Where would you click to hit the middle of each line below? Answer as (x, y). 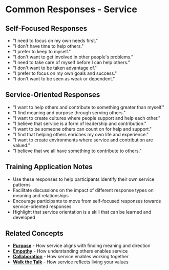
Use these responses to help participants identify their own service (83, 179)
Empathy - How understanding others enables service (70, 251)
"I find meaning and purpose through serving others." (69, 112)
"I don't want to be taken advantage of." (55, 68)
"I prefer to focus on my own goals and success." (65, 73)
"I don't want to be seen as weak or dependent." (64, 79)
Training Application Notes (49, 167)
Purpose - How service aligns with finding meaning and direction (82, 246)
